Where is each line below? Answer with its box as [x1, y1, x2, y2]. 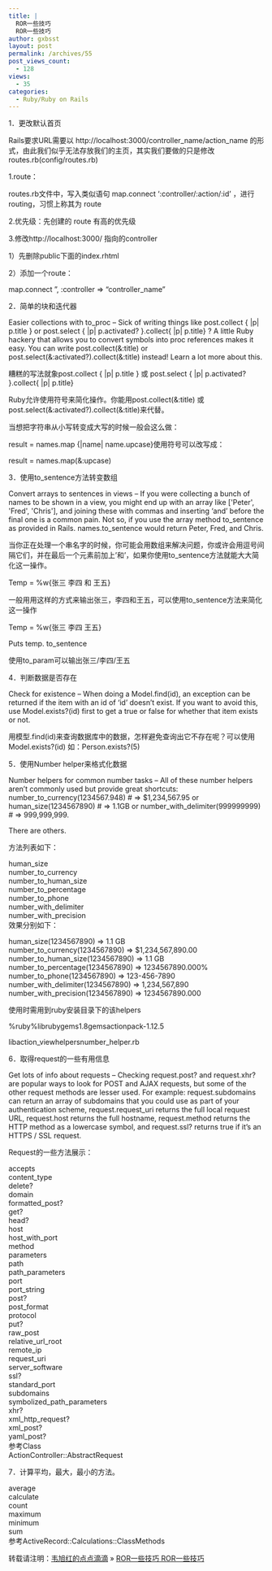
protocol [8, 1311, 37, 1321]
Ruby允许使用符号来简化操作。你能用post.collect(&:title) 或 [8, 395, 205, 405]
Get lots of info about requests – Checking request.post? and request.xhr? [8, 1070, 256, 1080]
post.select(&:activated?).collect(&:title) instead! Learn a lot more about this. [8, 352, 262, 362]
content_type [8, 1173, 53, 1182]
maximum [8, 1509, 41, 1519]
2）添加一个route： [8, 268, 73, 278]
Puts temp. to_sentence [8, 639, 88, 649]
